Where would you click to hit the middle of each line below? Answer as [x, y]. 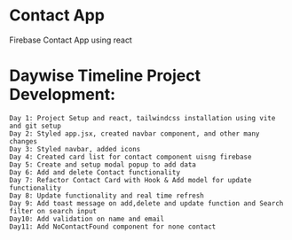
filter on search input [53, 211]
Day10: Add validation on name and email [87, 219]
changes [24, 141]
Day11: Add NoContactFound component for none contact [113, 227]
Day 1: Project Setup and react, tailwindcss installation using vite [142, 118]
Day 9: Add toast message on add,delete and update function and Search [146, 203]
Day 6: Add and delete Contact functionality [95, 172]
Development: [63, 95]
